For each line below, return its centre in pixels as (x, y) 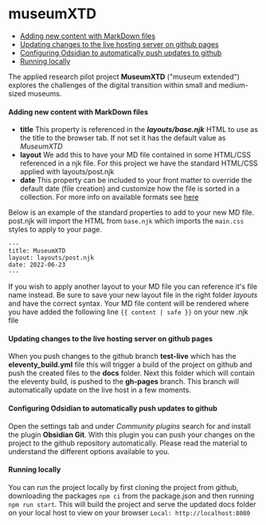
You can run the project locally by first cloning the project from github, (123, 487)
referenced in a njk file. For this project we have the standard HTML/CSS (139, 163)
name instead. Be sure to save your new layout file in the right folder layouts (133, 295)
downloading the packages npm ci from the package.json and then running (131, 496)
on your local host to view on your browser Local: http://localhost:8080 (129, 512)
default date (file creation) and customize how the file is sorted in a (130, 189)
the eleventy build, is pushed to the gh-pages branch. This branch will (124, 382)
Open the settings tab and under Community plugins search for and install (129, 426)
